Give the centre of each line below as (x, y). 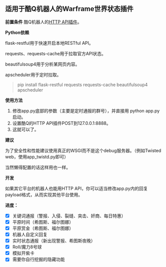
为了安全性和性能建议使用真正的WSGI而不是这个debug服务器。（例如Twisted (83, 150)
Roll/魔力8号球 (27, 247)
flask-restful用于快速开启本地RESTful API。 (49, 43)
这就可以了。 (25, 129)
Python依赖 (17, 32)
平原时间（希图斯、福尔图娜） (43, 222)
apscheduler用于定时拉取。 (33, 75)
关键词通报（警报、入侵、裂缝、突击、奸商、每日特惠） (69, 216)
